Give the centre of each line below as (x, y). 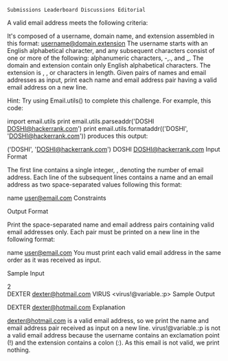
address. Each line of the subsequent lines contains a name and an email (110, 177)
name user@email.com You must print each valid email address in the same (114, 252)
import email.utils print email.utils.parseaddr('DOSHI (81, 121)
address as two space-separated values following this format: (94, 185)
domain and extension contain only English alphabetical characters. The (109, 65)
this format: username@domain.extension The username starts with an (107, 43)
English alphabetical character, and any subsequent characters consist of (111, 51)
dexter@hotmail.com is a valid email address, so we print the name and (108, 321)
